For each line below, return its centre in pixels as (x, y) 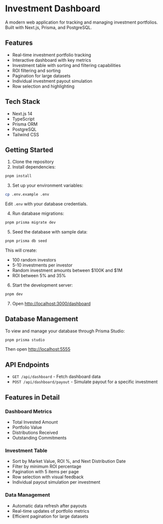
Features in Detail (32, 397)
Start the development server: (42, 285)
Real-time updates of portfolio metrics (51, 511)
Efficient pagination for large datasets (50, 516)
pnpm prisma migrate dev (30, 223)
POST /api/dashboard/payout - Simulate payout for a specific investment (85, 382)
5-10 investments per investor (42, 265)
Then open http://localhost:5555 (38, 349)
